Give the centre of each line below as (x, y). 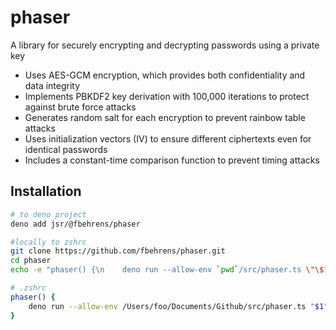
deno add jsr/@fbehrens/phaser (75, 224)
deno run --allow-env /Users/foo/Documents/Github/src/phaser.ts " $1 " (178, 306)
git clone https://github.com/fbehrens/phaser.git (118, 251)
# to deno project (48, 214)
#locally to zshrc (48, 242)
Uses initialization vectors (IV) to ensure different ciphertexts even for (168, 138)
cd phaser (31, 261)
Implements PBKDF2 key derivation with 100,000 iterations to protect (167, 96)
